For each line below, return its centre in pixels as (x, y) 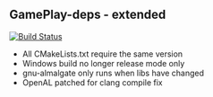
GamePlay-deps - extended (88, 15)
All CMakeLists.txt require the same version (102, 54)
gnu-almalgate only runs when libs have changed (113, 73)
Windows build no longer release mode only (103, 63)
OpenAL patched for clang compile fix (92, 82)
